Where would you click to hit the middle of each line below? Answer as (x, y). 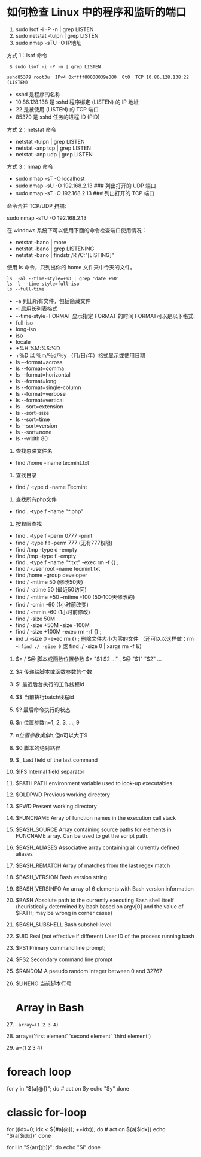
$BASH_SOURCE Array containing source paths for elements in (94, 829)
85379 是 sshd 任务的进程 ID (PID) (58, 117)
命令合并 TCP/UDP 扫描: (36, 206)
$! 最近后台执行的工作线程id (50, 684)
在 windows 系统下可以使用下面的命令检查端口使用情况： (77, 230)
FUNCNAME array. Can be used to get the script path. (82, 835)
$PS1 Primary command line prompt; (60, 947)
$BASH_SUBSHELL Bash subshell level (63, 924)
